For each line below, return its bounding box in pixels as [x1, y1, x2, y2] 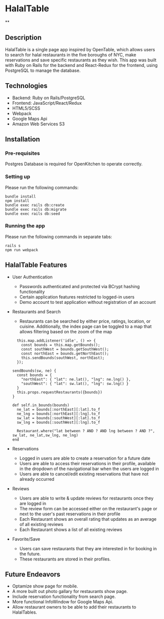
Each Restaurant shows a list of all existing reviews [19, 527, 122, 532]
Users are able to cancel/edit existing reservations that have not [19, 471, 149, 477]
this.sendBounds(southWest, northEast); [21, 355, 105, 360]
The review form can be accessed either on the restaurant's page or [19, 505, 158, 511]
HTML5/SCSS [12, 105, 41, 111]
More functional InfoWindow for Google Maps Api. [12, 599, 114, 605]
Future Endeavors [5, 570, 60, 579]
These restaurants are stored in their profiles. [19, 556, 111, 562]
